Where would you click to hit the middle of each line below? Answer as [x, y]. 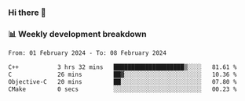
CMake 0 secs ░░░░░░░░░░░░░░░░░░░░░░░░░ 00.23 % [122, 89]
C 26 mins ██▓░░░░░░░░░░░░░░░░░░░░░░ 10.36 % [122, 74]
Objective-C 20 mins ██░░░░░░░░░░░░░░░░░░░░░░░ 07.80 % [122, 81]
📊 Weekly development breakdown [77, 34]
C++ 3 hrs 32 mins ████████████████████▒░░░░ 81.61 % [122, 67]
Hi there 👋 [27, 13]
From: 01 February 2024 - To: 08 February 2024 [88, 53]
